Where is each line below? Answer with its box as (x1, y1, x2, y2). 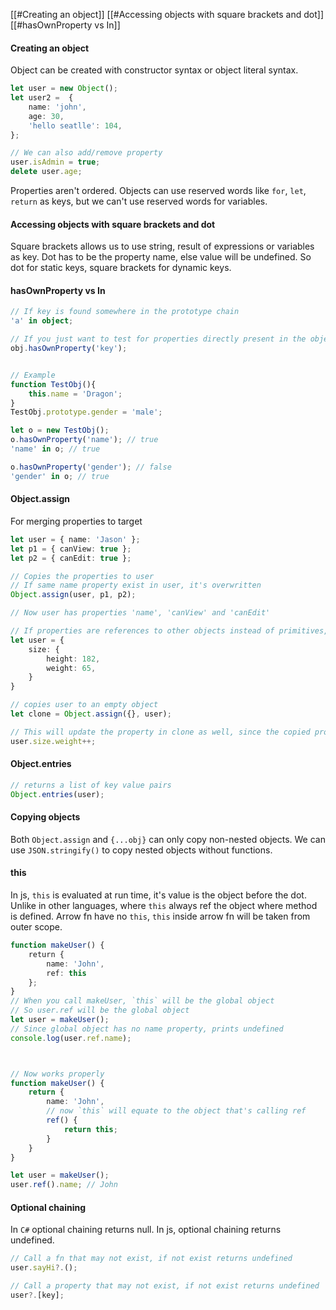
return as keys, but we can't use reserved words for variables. (10, 195, 268, 208)
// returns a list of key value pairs (10, 780, 172, 790)
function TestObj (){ (10, 379, 97, 389)
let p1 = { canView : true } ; (10, 544, 132, 554)
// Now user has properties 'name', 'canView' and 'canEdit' (10, 608, 271, 618)
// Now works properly (10, 1069, 105, 1079)
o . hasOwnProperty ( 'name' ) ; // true (10, 435, 159, 445)
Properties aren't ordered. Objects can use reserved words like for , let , (10, 185, 307, 197)
